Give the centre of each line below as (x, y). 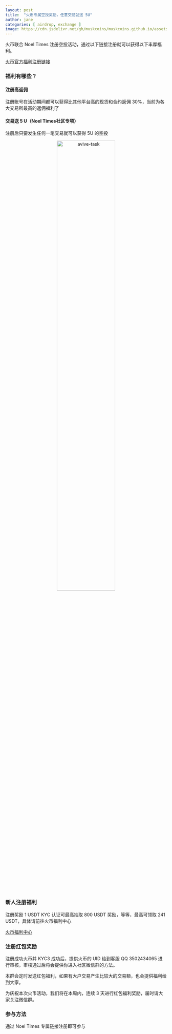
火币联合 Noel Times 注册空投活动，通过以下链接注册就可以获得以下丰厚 (81, 45)
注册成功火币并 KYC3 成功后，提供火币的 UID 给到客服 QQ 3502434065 (81, 959)
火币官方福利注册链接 (28, 62)
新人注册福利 (21, 902)
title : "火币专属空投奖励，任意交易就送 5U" (49, 15)
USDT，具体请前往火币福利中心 (38, 921)
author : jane (19, 19)
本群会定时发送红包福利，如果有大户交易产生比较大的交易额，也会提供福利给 (86, 976)
